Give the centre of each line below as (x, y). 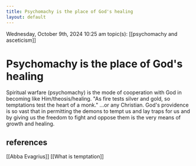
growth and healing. (30, 124)
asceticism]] (21, 40)
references (27, 142)
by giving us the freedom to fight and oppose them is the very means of (94, 118)
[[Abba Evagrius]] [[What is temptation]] (55, 157)
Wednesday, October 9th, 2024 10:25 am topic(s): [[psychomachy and (92, 34)
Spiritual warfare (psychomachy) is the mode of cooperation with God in (94, 92)
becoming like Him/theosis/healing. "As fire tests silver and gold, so (88, 99)
